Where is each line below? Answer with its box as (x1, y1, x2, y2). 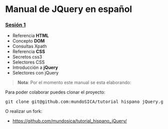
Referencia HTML (12, 32, 49, 38)
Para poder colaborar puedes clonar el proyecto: (5, 89, 105, 95)
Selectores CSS (12, 59, 45, 65)
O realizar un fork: (5, 108, 42, 114)
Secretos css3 (12, 54, 42, 60)
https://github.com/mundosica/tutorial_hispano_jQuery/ (12, 118, 127, 124)
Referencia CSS (12, 48, 45, 54)
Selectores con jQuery (12, 70, 59, 76)
